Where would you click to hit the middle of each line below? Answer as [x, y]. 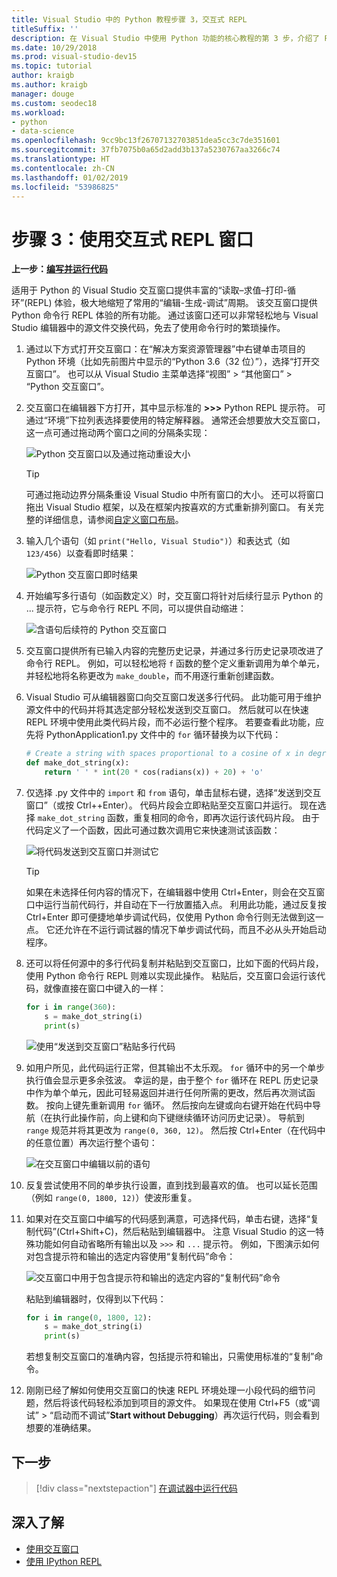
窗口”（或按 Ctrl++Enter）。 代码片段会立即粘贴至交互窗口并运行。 [161, 805]
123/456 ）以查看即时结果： [81, 553]
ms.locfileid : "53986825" [65, 187]
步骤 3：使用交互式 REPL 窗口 [132, 239]
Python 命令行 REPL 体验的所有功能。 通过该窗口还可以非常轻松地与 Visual [165, 315]
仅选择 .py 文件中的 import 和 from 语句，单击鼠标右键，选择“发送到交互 [173, 792]
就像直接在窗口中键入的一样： [105, 988]
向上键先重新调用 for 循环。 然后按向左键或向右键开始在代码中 [183, 1105]
